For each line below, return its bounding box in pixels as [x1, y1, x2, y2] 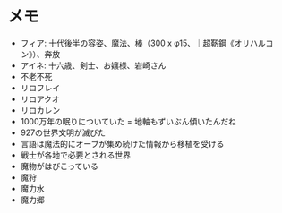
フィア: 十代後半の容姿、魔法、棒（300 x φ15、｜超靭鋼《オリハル [20, 38, 266, 48]
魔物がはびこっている [20, 160, 99, 171]
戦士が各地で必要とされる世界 [20, 149, 131, 160]
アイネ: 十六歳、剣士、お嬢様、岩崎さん [20, 60, 167, 71]
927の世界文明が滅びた [20, 127, 106, 138]
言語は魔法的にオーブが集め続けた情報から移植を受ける [20, 138, 225, 149]
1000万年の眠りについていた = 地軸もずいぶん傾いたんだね [20, 115, 237, 126]
